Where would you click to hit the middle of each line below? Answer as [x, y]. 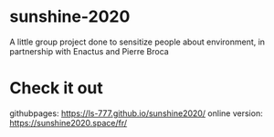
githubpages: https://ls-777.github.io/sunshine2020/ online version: [136, 113]
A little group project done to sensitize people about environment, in [137, 42]
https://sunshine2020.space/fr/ [68, 122]
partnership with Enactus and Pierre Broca [89, 51]
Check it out [56, 88]
